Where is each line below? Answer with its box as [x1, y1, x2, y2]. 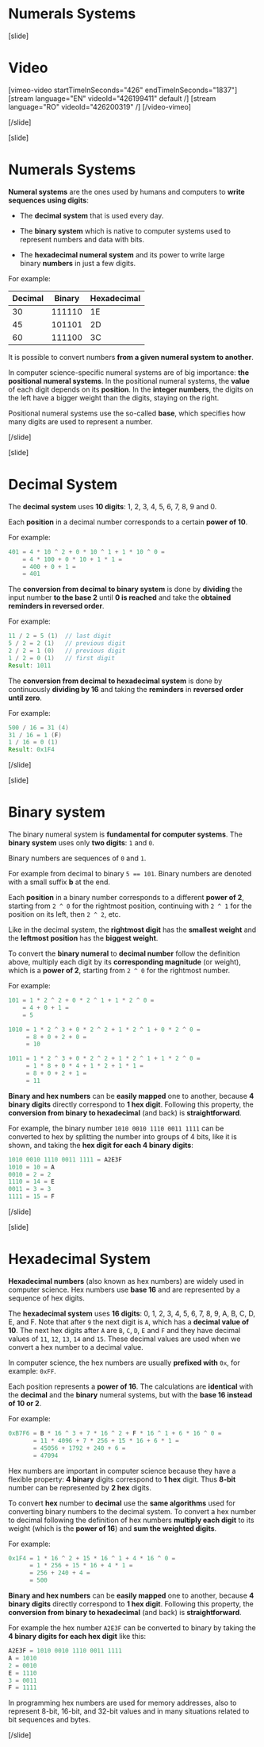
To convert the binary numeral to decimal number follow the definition [8, 949, 240, 958]
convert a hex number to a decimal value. [8, 1343, 144, 1351]
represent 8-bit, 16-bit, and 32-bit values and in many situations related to [8, 1706, 250, 1716]
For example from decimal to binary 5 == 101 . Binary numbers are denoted [8, 869, 252, 879]
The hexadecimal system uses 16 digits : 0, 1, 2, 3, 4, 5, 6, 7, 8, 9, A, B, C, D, [8, 1308, 256, 1318]
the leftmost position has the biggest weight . [8, 933, 159, 943]
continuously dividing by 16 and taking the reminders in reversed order [8, 684, 244, 694]
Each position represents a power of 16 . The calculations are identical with [8, 1382, 254, 1391]
